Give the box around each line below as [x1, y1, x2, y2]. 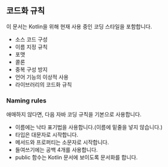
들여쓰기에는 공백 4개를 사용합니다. [15, 147, 98, 154]
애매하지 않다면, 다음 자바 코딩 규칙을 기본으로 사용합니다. [6, 111, 142, 118]
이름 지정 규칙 [15, 43, 48, 50]
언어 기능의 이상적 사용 [15, 73, 69, 80]
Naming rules [6, 96, 47, 104]
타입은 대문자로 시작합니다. [15, 131, 79, 139]
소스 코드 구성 [15, 36, 48, 43]
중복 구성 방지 [15, 66, 48, 73]
